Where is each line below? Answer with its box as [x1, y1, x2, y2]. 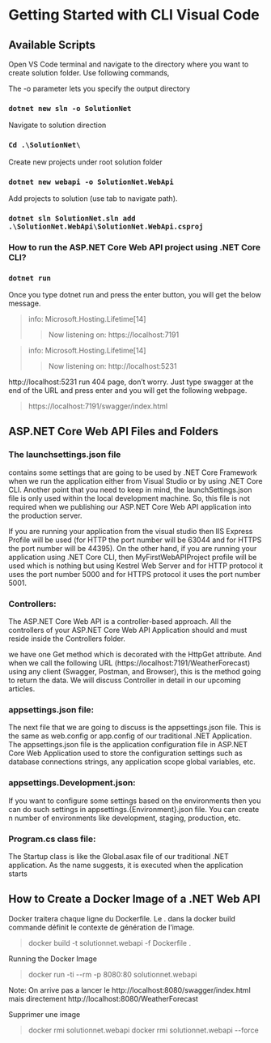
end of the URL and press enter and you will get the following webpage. [8, 386, 248, 395]
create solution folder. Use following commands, [8, 68, 170, 78]
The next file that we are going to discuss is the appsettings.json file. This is [8, 723, 261, 733]
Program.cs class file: [8, 833, 96, 844]
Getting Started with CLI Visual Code [8, 6, 260, 24]
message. [8, 298, 41, 309]
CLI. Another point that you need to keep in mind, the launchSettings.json [8, 485, 252, 494]
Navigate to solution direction [8, 120, 107, 130]
